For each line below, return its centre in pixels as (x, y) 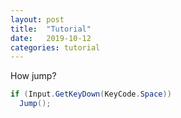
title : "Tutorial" (51, 29)
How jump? (33, 76)
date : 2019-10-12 (51, 38)
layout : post (37, 19)
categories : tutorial (55, 47)
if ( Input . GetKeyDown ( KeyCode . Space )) (91, 94)
